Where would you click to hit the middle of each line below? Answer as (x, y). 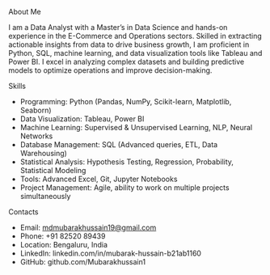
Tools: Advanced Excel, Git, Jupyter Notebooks (99, 179)
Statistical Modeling (53, 170)
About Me (25, 12)
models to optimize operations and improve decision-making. (110, 70)
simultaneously (45, 196)
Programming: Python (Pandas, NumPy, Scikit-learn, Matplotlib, (126, 102)
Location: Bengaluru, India (63, 245)
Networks (36, 136)
